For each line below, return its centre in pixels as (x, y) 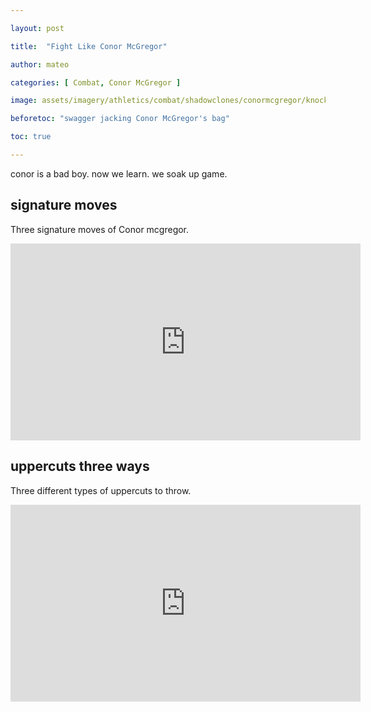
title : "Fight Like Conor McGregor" (89, 46)
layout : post (37, 28)
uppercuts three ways (80, 466)
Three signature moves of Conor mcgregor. (100, 229)
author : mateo (40, 64)
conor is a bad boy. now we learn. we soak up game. (119, 173)
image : (24, 101)
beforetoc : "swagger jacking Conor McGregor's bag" (120, 119)
